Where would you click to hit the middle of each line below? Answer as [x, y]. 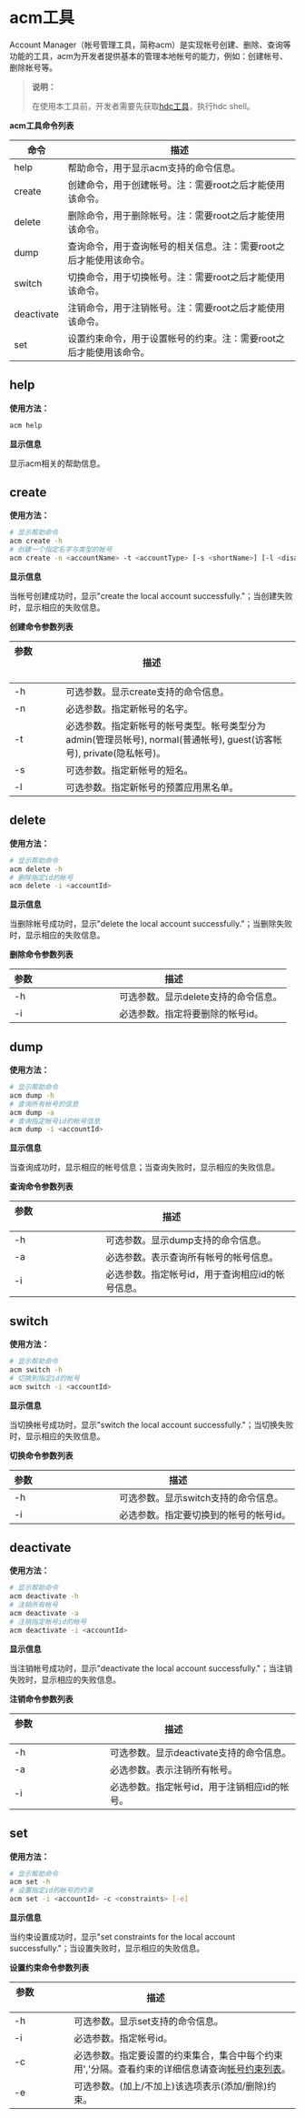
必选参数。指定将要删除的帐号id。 [192, 1014]
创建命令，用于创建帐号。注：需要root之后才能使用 [177, 185]
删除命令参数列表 [41, 955]
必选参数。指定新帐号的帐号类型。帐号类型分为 [166, 725]
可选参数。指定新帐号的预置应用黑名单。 [152, 787]
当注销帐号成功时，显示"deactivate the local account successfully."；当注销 [151, 1668]
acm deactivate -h [44, 1596]
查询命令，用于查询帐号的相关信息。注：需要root [172, 246]
